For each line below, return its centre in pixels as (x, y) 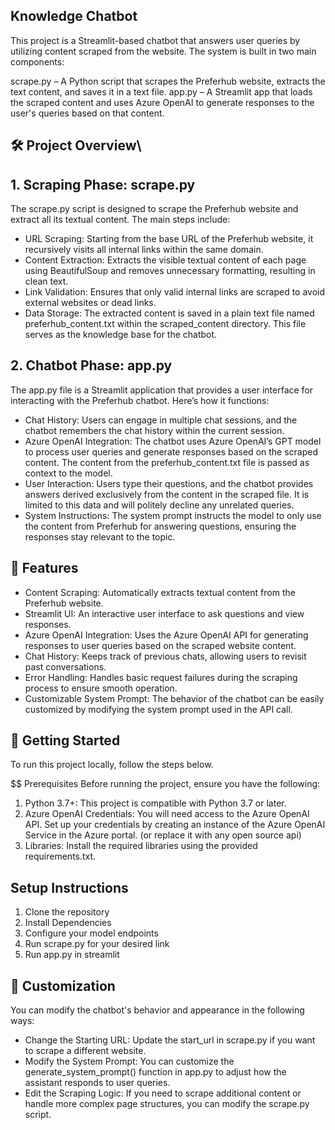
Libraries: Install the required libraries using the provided (141, 846)
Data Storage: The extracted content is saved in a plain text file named (169, 313)
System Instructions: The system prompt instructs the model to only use (173, 515)
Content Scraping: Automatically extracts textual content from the (160, 592)
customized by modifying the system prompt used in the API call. (158, 709)
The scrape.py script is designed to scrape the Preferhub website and (154, 209)
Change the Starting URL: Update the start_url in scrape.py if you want (170, 1040)
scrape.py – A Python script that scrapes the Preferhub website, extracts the (168, 81)
